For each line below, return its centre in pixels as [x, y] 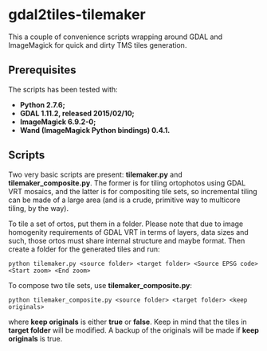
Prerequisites [42, 70]
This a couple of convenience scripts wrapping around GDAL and [116, 37]
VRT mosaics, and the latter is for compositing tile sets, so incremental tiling [133, 191]
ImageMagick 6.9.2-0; [58, 122]
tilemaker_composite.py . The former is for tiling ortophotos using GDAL [127, 183]
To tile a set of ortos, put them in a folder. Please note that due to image [126, 224]
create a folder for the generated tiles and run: [84, 249]
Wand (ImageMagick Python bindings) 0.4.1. [95, 130]
